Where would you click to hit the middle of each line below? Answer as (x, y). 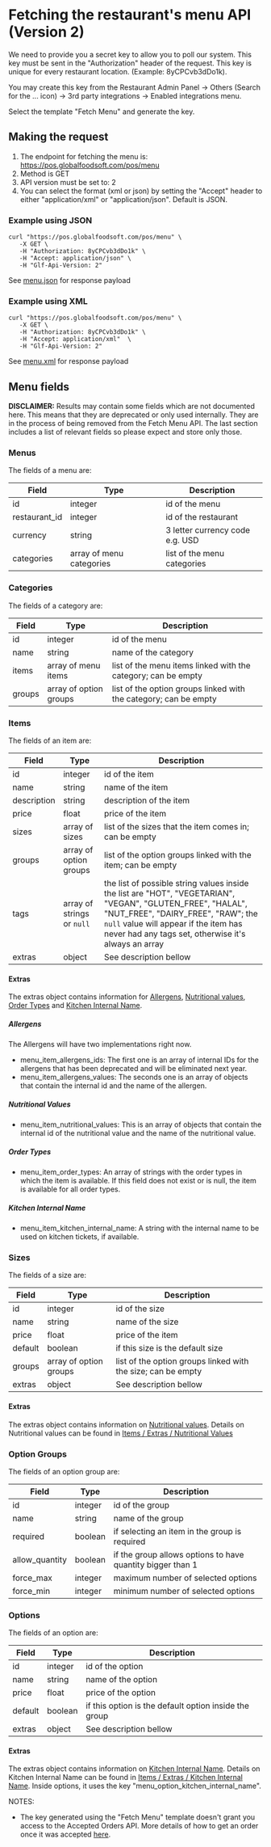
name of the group (148, 1518)
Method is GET (45, 173)
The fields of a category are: (56, 605)
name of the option (122, 1680)
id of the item (129, 774)
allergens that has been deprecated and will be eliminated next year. (133, 1069)
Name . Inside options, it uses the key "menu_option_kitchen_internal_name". (135, 1786)
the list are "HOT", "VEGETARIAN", (169, 893)
